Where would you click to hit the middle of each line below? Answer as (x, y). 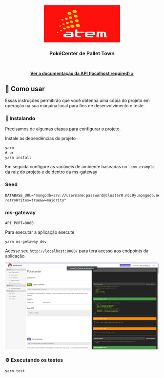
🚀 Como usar (25, 89)
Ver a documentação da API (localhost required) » (82, 74)
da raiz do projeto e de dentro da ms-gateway (51, 172)
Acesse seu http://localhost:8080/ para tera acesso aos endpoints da (77, 251)
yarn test (15, 371)
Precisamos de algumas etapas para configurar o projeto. (63, 129)
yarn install (18, 158)
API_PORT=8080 (20, 223)
